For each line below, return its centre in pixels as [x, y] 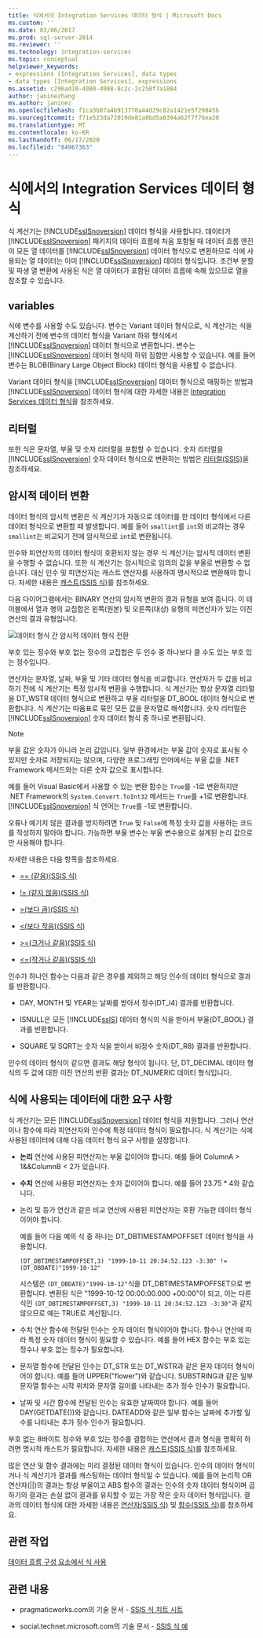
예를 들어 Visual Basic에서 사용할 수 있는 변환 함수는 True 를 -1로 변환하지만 [123, 786]
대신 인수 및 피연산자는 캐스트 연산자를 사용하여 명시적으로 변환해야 [134, 572]
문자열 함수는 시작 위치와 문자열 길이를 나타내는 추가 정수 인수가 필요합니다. [135, 1385]
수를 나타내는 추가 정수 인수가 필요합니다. [82, 1422]
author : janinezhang [42, 96]
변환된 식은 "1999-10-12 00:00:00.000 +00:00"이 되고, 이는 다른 [150, 1293]
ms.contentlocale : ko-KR [49, 132]
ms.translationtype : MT [47, 125]
